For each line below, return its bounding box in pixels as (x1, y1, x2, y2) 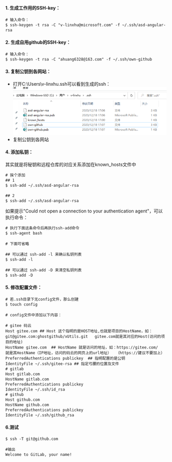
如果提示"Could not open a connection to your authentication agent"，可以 (5, 208, 163, 214)
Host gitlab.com (5, 372, 40, 377)
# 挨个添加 (5, 172, 26, 178)
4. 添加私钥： (5, 149, 33, 155)
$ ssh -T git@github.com (5, 436, 58, 441)
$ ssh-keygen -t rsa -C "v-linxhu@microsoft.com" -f (5, 23, 120, 28)
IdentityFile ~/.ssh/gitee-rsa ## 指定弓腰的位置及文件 (5, 361, 119, 367)
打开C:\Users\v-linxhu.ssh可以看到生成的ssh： (12, 81, 111, 87)
